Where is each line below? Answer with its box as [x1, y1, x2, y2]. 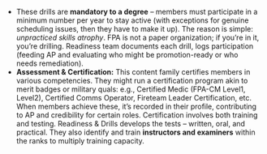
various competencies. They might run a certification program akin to [15, 76, 248, 85]
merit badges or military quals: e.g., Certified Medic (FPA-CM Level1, [15, 84, 246, 94]
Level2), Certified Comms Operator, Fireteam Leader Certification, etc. [15, 93, 252, 102]
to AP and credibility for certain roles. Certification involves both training [15, 110, 258, 120]
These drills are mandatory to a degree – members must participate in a [15, 7, 258, 16]
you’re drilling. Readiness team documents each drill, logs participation [15, 41, 254, 51]
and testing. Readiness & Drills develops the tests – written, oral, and [15, 119, 246, 128]
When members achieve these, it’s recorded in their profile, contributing [15, 101, 257, 111]
